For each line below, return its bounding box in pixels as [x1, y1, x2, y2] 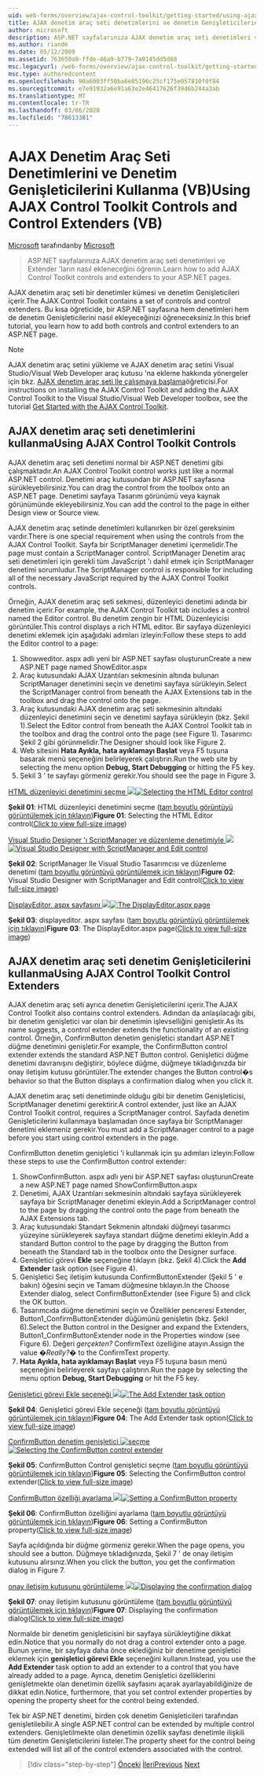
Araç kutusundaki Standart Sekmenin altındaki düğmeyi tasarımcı [19, 1222, 231, 1231]
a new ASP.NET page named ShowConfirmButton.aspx [19, 1180, 198, 1190]
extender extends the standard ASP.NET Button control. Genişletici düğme [8, 1050, 249, 1060]
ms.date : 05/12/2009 [8, 48, 76, 56]
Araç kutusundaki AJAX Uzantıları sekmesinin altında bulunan [19, 670, 219, 680]
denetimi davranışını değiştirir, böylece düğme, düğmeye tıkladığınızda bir [8, 1058, 247, 1068]
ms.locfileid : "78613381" [8, 114, 93, 122]
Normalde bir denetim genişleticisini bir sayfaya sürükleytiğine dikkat [8, 1629, 232, 1639]
